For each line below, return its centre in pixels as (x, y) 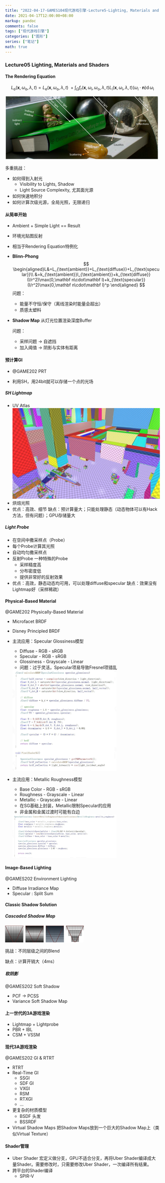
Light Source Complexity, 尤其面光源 (56, 190)
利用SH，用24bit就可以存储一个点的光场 (53, 381)
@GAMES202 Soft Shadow (32, 986)
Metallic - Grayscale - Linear (48, 800)
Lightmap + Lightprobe (35, 1025)
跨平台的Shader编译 (32, 1170)
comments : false (22, 26)
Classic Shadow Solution (31, 905)
